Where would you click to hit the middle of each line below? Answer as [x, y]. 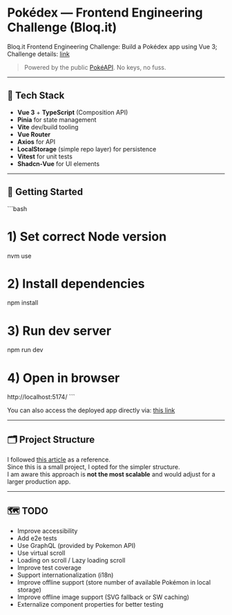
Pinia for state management [57, 120]
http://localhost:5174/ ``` [41, 397]
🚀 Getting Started [45, 192]
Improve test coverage [49, 567]
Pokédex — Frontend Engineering [105, 13]
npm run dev [25, 350]
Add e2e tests [37, 538]
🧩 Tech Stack [36, 96]
